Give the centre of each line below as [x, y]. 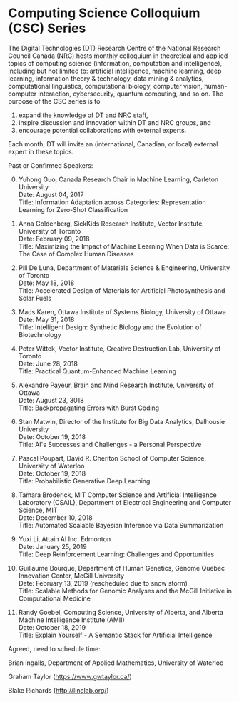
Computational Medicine [55, 598]
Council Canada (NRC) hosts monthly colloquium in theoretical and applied [118, 56]
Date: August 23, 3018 [51, 400]
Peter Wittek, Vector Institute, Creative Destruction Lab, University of [119, 349]
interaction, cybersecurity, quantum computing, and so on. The [131, 94]
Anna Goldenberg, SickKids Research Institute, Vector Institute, [111, 224]
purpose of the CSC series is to [54, 101]
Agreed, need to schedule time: [54, 648]
